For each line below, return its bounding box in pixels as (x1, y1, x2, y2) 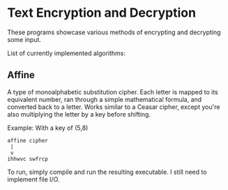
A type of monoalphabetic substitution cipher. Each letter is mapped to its (7, 87, 218, 96)
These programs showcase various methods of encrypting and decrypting (7, 28, 221, 36)
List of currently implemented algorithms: (7, 49, 126, 57)
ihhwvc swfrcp (7, 155, 49, 162)
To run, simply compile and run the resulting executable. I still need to (7, 168, 207, 176)
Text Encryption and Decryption (7, 5, 197, 21)
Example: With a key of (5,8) (7, 124, 89, 132)
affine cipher (7, 137, 49, 144)
